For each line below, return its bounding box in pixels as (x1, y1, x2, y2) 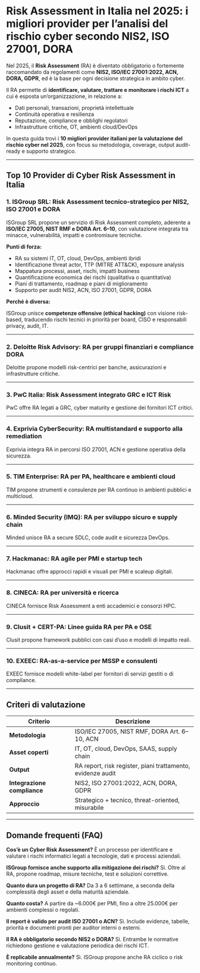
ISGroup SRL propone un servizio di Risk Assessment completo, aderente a (6, 219, 190, 226)
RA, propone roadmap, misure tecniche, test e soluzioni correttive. (6, 870, 169, 877)
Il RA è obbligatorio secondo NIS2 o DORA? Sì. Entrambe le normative (6, 935, 179, 943)
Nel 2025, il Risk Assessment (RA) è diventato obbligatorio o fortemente (6, 62, 185, 69)
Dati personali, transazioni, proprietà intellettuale (14, 104, 134, 111)
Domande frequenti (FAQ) (6, 830, 103, 840)
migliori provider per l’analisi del (6, 17, 168, 30)
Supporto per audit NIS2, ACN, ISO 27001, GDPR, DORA (14, 286, 152, 293)
